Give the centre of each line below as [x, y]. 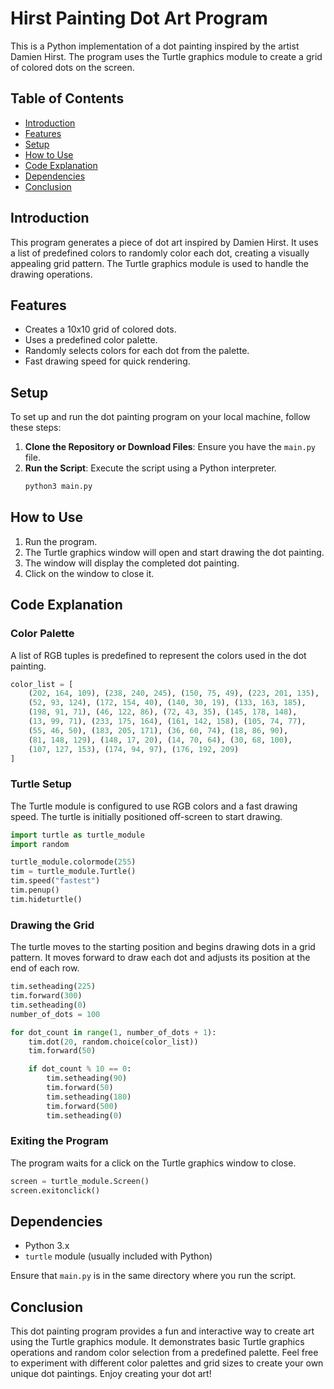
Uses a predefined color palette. [91, 340]
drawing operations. [51, 274]
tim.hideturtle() [46, 899]
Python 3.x [47, 1246]
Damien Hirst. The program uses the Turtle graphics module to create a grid [166, 56]
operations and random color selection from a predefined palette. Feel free [164, 1353]
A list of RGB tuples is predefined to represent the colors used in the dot [158, 655]
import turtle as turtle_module [77, 835]
